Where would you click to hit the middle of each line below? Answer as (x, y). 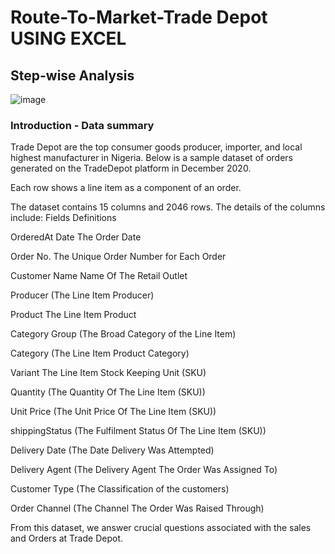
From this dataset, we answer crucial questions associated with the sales (161, 528)
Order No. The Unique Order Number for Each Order (118, 257)
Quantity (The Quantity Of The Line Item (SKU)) (108, 392)
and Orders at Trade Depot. (66, 538)
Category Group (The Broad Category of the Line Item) (123, 334)
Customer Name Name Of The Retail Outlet (99, 276)
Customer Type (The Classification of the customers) (120, 489)
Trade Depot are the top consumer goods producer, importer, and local (156, 147)
